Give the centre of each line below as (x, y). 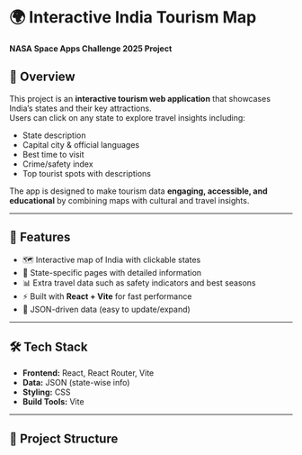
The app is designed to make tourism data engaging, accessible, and (138, 191)
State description (54, 135)
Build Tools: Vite (53, 402)
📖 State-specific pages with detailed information (112, 272)
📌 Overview (42, 77)
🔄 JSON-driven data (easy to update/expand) (106, 309)
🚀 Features (40, 237)
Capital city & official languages (81, 144)
